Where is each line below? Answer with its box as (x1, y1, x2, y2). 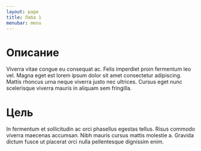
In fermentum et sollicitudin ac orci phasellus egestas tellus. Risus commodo (6, 125, 196, 132)
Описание (6, 46, 59, 59)
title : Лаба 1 (6, 14, 42, 20)
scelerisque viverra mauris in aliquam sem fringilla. (6, 84, 132, 92)
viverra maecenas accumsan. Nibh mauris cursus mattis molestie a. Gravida (6, 132, 194, 139)
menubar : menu (6, 20, 42, 26)
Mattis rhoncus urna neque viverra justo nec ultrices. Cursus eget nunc (6, 78, 183, 86)
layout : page (6, 8, 39, 15)
